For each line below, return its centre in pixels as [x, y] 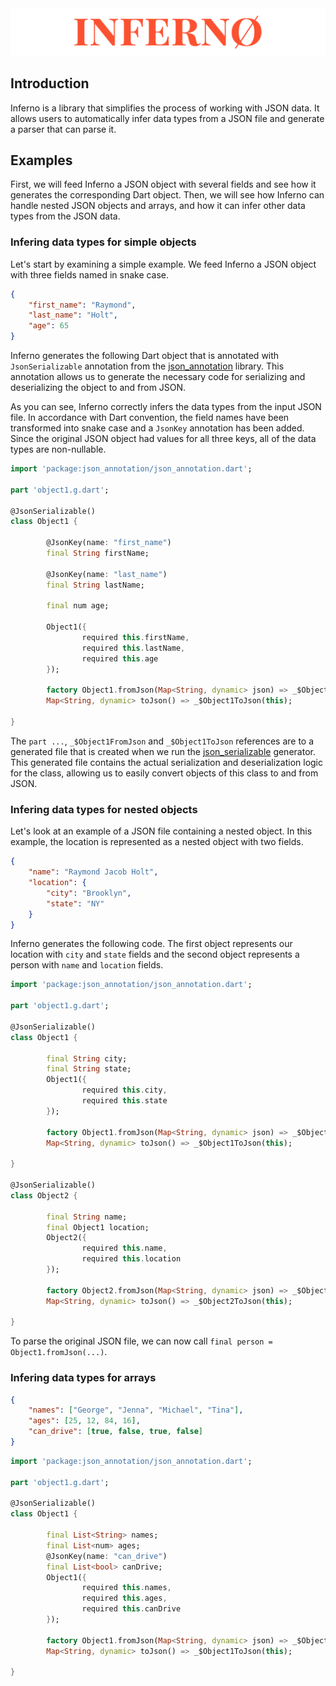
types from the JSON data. [65, 216]
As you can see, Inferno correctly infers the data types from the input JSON [166, 407]
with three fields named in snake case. [90, 274]
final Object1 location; [98, 1227]
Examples [41, 160]
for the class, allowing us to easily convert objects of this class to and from [164, 773]
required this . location [131, 1259]
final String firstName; [98, 553]
